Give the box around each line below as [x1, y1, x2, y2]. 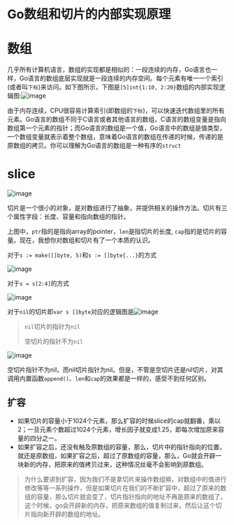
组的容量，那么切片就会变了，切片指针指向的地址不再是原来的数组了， [24, 492, 227, 501]
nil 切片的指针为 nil [24, 323, 80, 331]
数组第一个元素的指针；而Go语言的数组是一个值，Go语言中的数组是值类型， [7, 124, 226, 133]
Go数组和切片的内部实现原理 [7, 6, 171, 22]
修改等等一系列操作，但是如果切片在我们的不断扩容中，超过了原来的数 [24, 483, 227, 492]
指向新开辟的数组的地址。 [30, 510, 105, 518]
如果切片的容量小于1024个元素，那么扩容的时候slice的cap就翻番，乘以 [17, 416, 221, 424]
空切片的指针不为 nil [24, 337, 84, 346]
